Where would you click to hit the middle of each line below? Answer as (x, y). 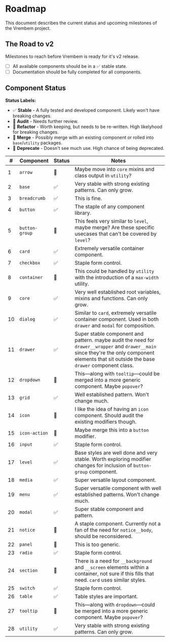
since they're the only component (115, 352)
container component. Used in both (117, 319)
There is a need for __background (113, 561)
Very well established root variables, (118, 292)
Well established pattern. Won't (112, 394)
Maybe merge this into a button (112, 430)
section (29, 570)
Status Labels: (21, 100)
